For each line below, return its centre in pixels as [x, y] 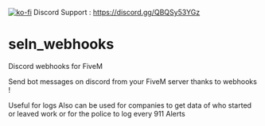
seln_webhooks [61, 44]
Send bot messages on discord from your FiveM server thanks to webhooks [132, 81]
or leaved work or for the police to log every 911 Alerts [97, 113]
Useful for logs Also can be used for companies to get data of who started [130, 105]
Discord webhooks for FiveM [56, 66]
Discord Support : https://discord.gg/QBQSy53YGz [117, 12]
